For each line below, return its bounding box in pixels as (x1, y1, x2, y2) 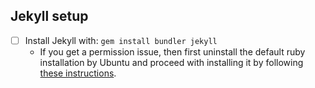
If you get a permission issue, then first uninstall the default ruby (39, 45, 306, 58)
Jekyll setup (10, 8, 89, 25)
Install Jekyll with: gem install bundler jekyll (24, 34, 218, 46)
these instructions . (39, 67, 117, 79)
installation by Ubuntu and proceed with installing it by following (39, 56, 304, 68)
